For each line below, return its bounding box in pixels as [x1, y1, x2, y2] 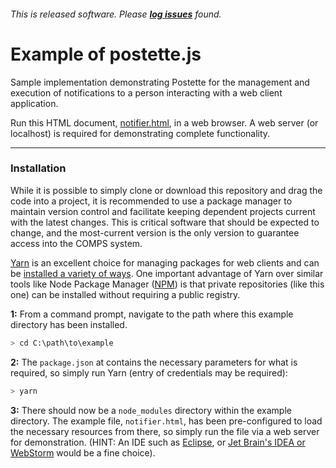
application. [10, 97, 59, 109]
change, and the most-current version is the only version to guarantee [10, 226, 300, 239]
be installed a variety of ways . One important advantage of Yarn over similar [10, 267, 324, 279]
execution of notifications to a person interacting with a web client [10, 86, 283, 99]
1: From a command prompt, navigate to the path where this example [10, 308, 294, 320]
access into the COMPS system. [10, 237, 143, 249]
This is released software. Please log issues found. [10, 8, 222, 20]
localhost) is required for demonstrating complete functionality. [10, 127, 271, 139]
